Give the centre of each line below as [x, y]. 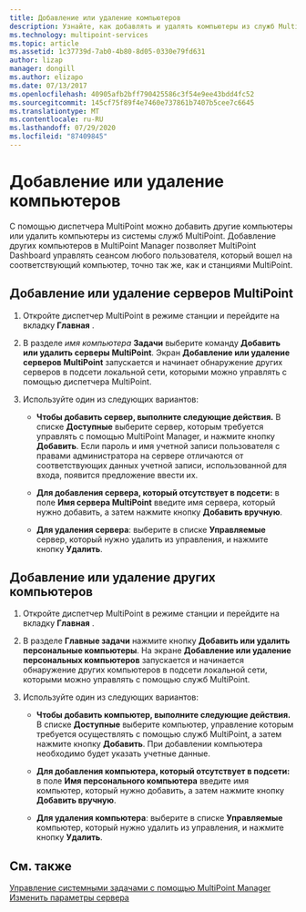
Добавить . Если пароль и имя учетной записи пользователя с [158, 446]
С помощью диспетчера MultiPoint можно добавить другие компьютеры [151, 226]
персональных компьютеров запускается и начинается [133, 661]
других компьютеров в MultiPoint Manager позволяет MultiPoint [133, 245]
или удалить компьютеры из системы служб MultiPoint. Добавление [143, 236]
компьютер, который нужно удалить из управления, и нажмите [160, 828]
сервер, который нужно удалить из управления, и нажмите [152, 539]
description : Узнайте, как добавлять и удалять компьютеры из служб [142, 26]
